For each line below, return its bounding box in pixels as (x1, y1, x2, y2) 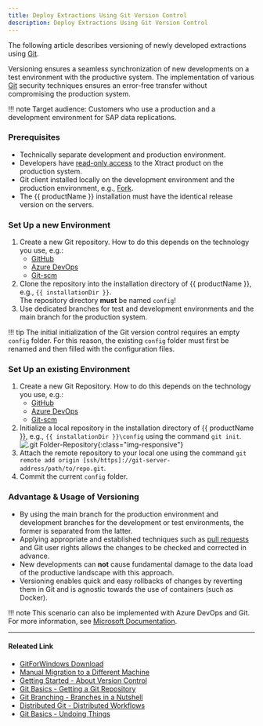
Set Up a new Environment (8, 219, 111, 230)
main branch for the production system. (19, 312, 148, 322)
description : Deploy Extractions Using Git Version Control (8, 19, 209, 27)
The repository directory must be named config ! (19, 296, 176, 305)
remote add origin (19, 457, 80, 465)
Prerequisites (8, 132, 60, 143)
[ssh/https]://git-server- (82, 457, 171, 465)
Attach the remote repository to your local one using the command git (19, 448, 247, 458)
